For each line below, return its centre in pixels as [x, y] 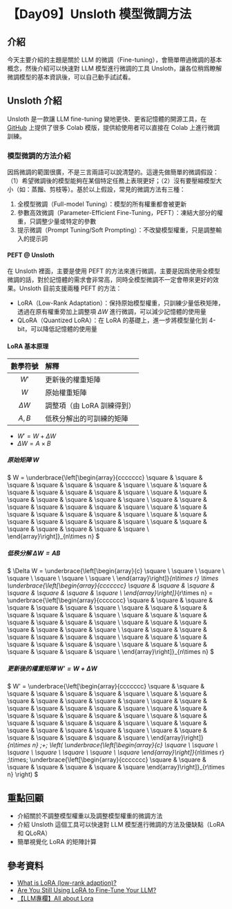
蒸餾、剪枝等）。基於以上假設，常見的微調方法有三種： [108, 189]
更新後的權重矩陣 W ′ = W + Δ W [52, 668]
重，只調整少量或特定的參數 [57, 221]
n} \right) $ [23, 774]
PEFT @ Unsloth [31, 255]
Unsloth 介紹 [35, 101]
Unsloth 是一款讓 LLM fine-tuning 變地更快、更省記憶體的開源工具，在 [107, 119]
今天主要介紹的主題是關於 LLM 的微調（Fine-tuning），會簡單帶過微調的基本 [115, 60]
